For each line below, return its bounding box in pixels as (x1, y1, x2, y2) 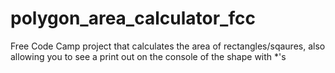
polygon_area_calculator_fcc (10, 7, 256, 30)
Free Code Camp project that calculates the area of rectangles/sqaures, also (10, 40, 326, 52)
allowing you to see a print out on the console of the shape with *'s (10, 50, 287, 62)
